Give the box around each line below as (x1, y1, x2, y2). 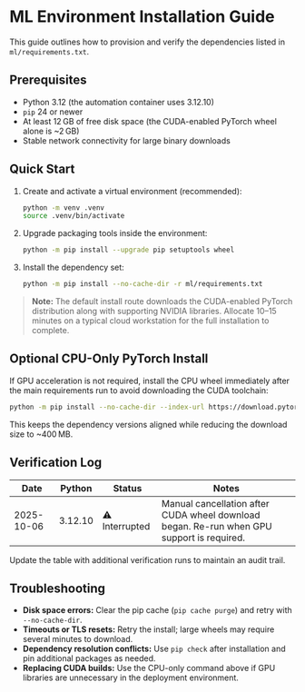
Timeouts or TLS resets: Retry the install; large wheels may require (22, 624, 275, 635)
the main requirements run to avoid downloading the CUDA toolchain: (9, 384, 270, 396)
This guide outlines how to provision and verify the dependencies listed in (9, 36, 286, 47)
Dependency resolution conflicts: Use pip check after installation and (22, 643, 286, 655)
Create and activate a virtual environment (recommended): (22, 185, 242, 196)
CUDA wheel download (162, 509, 261, 521)
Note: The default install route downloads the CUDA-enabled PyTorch (31, 296, 293, 307)
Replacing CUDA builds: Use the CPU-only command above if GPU (22, 663, 276, 674)
